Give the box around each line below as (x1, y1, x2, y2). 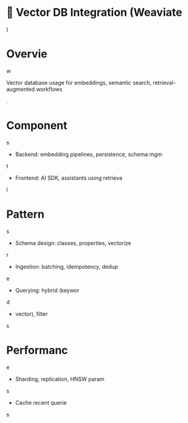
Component (6, 119, 68, 133)
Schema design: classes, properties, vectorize (15, 239, 131, 246)
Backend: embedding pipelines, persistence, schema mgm (15, 151, 162, 158)
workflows (36, 85, 63, 93)
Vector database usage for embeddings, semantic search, (6, 79, 152, 86)
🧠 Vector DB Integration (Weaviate (6, 5, 183, 20)
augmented (6, 85, 35, 93)
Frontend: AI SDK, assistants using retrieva (15, 174, 123, 182)
